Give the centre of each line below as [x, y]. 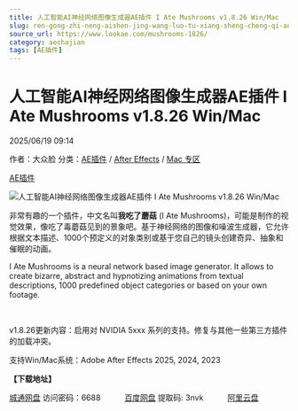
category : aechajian [47, 42]
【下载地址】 [32, 379]
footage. [24, 295]
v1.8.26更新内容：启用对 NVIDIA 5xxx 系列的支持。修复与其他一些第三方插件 [149, 330]
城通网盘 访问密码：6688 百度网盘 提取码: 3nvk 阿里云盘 [134, 398]
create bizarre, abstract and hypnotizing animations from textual [126, 276]
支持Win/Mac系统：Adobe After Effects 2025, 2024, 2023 [115, 361]
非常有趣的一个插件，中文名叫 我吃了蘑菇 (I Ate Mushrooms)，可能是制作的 [145, 216]
